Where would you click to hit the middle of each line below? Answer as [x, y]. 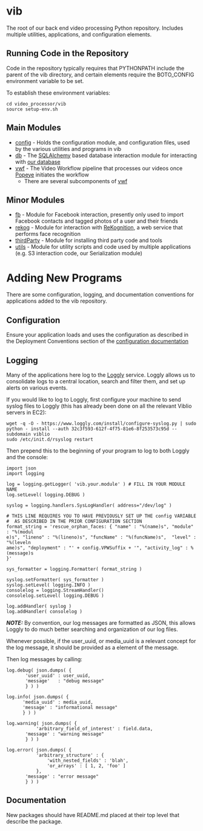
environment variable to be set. [45, 81]
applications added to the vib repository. [57, 301]
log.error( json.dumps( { [39, 750]
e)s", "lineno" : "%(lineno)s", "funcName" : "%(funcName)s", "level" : [101, 537]
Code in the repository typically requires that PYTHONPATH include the [95, 68]
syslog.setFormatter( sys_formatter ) [55, 580]
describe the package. [34, 821]
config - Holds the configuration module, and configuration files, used [102, 142]
